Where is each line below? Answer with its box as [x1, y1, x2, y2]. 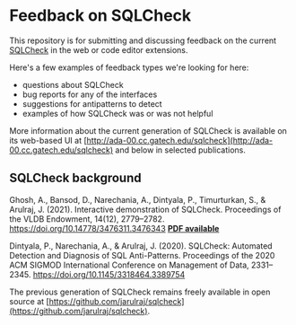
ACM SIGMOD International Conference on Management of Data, [9, 259, 249, 270]
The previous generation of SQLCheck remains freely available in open [9, 286, 271, 297]
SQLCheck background [9, 171, 142, 186]
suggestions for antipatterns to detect [22, 98, 163, 109]
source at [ [9, 295, 49, 306]
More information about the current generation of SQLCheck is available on [9, 125, 287, 136]
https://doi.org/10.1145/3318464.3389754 [32, 268, 186, 279]
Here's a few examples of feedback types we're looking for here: [9, 62, 249, 73]
